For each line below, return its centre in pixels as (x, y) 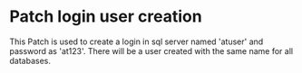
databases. (30, 60)
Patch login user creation (106, 17)
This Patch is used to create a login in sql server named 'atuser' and (136, 41)
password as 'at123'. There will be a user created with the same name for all (151, 50)
